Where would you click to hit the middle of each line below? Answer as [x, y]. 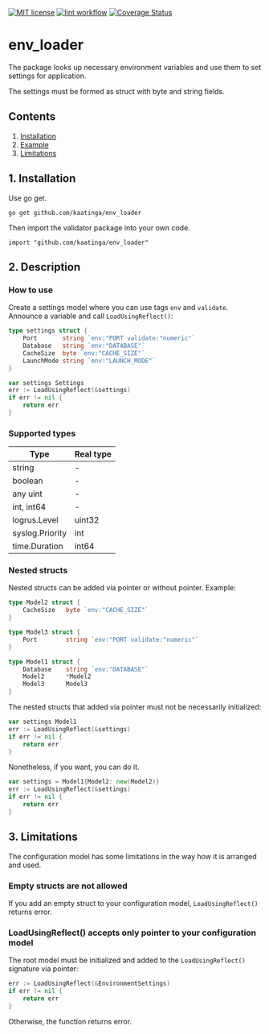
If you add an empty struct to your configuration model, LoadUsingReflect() [133, 903]
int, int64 [29, 507]
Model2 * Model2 [57, 676]
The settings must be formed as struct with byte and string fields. [116, 91]
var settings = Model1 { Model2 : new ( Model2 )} [84, 782]
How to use [31, 290]
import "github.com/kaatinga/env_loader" [79, 242]
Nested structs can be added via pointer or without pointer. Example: [122, 588]
